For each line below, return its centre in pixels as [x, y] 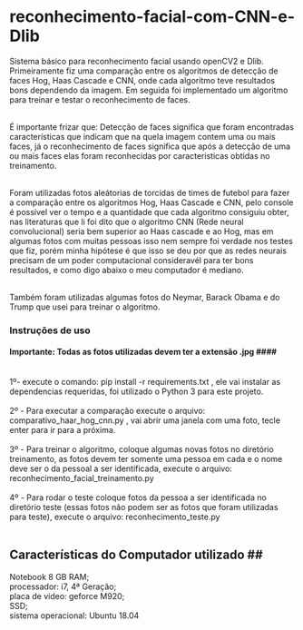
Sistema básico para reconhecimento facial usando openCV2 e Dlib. [137, 61]
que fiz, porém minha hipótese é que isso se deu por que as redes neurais [148, 251]
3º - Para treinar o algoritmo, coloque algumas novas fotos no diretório [142, 449]
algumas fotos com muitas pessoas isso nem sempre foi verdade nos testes [151, 241]
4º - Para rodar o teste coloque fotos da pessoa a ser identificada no [138, 497]
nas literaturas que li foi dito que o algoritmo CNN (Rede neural [127, 221]
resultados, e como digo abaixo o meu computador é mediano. [127, 270]
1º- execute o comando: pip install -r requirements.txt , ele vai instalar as [145, 382]
